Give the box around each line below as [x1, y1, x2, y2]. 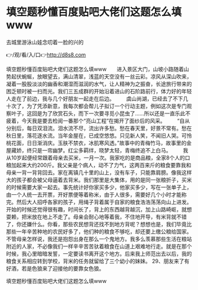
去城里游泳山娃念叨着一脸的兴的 [6, 38, 84, 45]
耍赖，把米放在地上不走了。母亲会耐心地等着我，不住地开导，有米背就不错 [6, 213, 187, 220]
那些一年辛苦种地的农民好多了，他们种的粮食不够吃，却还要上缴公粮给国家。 [6, 228, 192, 235]
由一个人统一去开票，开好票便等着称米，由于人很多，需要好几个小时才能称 [6, 191, 187, 198]
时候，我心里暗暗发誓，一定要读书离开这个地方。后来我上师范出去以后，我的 [6, 250, 192, 257]
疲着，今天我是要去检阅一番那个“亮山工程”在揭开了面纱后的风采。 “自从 [6, 117, 190, 124]
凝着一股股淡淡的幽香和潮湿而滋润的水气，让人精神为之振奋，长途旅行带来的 [6, 80, 192, 87]
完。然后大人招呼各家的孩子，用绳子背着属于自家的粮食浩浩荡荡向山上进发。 [6, 198, 192, 206]
